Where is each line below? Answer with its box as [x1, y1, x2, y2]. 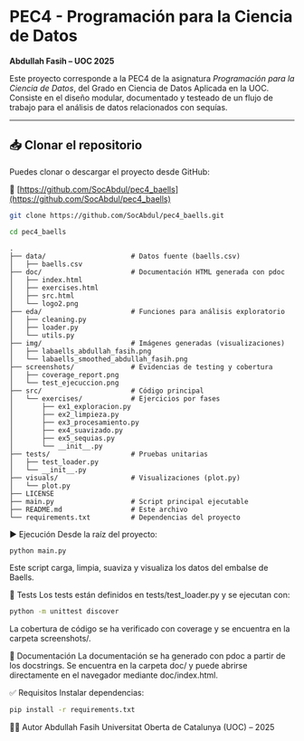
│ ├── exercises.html [9, 283, 100, 292]
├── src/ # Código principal [9, 386, 204, 395]
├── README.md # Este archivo [9, 505, 188, 514]
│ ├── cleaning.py [9, 315, 88, 324]
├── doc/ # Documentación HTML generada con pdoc [9, 267, 285, 277]
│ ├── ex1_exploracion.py [9, 402, 131, 411]
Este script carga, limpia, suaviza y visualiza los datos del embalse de [9, 563, 269, 574]
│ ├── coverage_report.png [9, 370, 119, 379]
